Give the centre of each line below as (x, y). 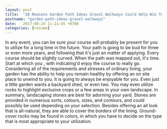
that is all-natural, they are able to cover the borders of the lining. (72, 111)
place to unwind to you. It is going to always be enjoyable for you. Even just (82, 79)
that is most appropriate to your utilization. (48, 122)
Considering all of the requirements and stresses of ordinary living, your (79, 69)
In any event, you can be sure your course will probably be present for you (82, 42)
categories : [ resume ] (28, 28)
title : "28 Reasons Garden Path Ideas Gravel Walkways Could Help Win (81, 14)
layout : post (19, 10)
